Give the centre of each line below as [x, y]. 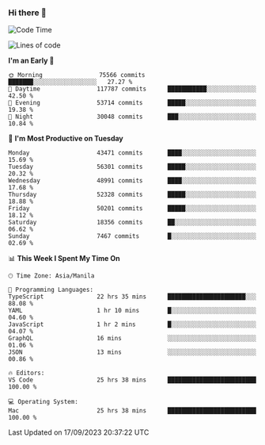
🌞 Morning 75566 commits [77, 75]
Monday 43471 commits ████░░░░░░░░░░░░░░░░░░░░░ [132, 153]
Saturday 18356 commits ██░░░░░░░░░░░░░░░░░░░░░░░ [132, 222]
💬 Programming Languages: [51, 290]
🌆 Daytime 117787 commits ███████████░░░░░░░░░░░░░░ [132, 89]
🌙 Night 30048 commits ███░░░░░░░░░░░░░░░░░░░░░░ [132, 117]
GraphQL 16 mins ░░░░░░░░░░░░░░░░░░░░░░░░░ [132, 339]
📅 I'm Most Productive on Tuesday [66, 139]
